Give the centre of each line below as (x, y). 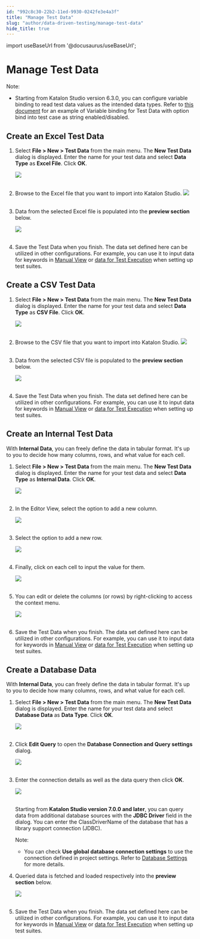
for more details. (44, 865)
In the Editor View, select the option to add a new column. (86, 509)
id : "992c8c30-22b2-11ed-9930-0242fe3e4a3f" (63, 12)
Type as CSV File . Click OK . (50, 312)
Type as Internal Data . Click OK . (55, 479)
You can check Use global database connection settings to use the (108, 852)
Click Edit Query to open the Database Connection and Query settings (104, 744)
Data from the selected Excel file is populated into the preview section (102, 211)
